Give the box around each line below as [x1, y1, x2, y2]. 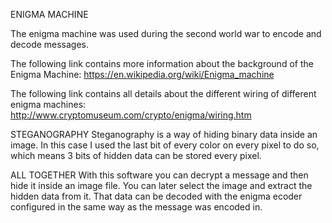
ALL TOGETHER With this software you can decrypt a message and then [10, 169, 309, 181]
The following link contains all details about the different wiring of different [10, 88, 317, 99]
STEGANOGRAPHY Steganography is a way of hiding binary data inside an [10, 129, 318, 140]
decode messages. [10, 39, 90, 50]
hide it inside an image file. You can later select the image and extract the [10, 180, 313, 191]
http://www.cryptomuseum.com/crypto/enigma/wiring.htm [10, 109, 252, 121]
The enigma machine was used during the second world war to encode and [10, 28, 322, 39]
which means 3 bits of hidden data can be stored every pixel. [10, 150, 262, 161]
